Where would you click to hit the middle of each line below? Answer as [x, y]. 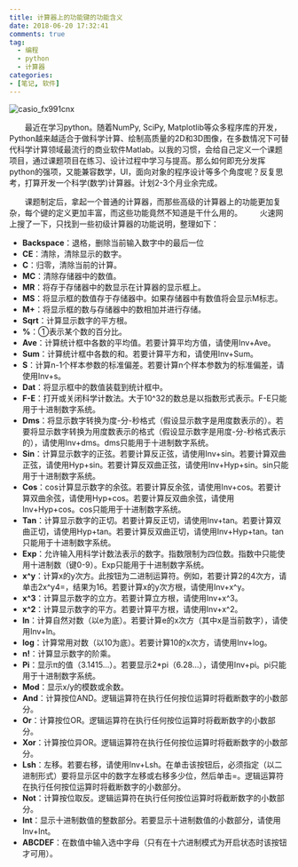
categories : [31, 76]
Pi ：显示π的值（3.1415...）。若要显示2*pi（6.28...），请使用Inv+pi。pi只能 [154, 664]
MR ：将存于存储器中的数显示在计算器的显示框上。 [114, 287]
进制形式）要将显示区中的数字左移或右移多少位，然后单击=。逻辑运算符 [153, 776]
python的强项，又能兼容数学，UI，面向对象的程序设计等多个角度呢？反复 [143, 171]
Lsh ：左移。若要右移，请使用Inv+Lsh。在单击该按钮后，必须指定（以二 [152, 764]
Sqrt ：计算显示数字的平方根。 [77, 320]
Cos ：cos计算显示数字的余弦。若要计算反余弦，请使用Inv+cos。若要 [148, 487]
